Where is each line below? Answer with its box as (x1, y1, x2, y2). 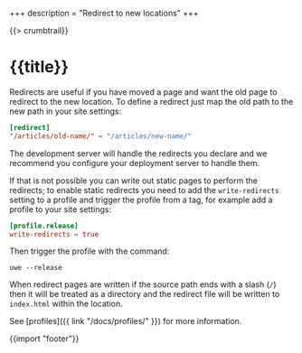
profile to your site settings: (9, 203, 112, 215)
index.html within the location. (9, 298, 124, 310)
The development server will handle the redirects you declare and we (9, 148, 268, 159)
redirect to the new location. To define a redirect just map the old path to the (9, 96, 294, 107)
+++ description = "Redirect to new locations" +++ (9, 8, 199, 18)
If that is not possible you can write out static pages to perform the (9, 175, 258, 186)
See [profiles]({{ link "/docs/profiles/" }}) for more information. (9, 316, 242, 327)
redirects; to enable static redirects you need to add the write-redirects (9, 184, 279, 195)
